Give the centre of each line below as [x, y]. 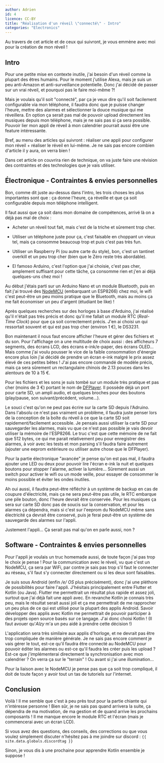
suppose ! [15, 756]
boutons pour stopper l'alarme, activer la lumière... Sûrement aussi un [75, 469]
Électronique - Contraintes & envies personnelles [81, 181]
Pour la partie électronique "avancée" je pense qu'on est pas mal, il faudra [80, 458]
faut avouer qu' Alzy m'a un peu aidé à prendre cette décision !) [69, 624]
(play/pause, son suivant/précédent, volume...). [52, 398]
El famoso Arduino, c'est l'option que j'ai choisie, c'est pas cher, [76, 266]
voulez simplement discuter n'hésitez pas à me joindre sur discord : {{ [76, 737]
